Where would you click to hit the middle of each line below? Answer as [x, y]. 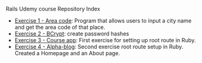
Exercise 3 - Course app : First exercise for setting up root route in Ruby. [105, 40]
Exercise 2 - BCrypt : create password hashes [72, 34]
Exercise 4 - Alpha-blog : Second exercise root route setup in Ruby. [99, 46]
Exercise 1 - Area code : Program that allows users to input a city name [103, 20]
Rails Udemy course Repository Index [53, 9]
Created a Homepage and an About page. [67, 53]
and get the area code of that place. [60, 27]
